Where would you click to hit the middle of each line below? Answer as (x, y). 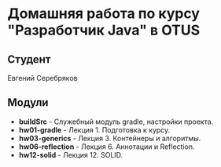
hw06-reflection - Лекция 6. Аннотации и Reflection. (107, 147)
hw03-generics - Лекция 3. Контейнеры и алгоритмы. (110, 138)
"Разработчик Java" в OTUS (104, 30)
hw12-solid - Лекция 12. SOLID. (71, 154)
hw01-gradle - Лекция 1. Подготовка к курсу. (94, 129)
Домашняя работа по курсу (103, 14)
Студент (29, 59)
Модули (28, 103)
